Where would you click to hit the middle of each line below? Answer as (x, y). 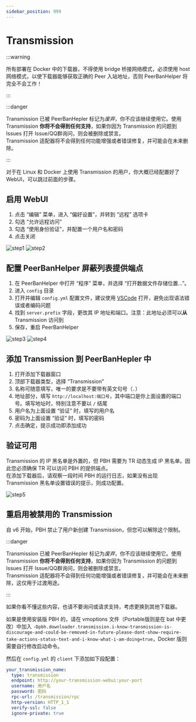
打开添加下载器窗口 (38, 374)
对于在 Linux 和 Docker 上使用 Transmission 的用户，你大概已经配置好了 (93, 172)
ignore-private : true (38, 713)
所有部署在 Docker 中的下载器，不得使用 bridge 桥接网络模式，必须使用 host (98, 69)
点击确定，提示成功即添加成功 (50, 425)
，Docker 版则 (170, 639)
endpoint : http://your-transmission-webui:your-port (77, 680)
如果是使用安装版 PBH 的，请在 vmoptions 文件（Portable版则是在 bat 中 (94, 619)
